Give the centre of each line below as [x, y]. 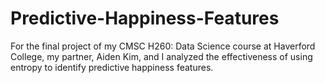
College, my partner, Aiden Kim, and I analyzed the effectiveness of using [161, 56]
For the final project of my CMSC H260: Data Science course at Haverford [163, 46]
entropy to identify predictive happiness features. [112, 67]
